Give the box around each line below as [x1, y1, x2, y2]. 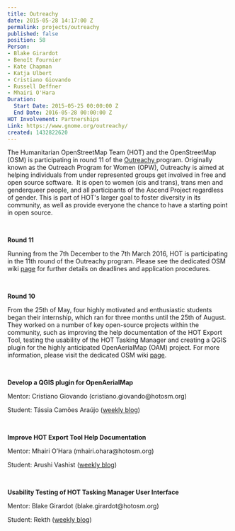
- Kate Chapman [7, 63, 52, 70]
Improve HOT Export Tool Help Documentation [7, 433, 147, 442]
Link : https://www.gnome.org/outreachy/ [7, 122, 129, 130]
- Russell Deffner [7, 83, 62, 90]
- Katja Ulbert [7, 69, 52, 76]
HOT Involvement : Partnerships [7, 115, 100, 122]
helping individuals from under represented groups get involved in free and [7, 171, 227, 179]
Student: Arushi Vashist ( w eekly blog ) [7, 461, 117, 469]
